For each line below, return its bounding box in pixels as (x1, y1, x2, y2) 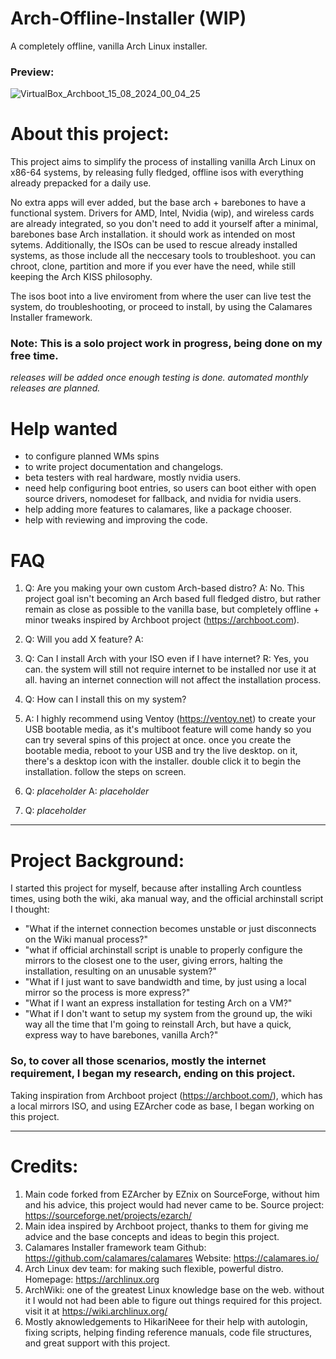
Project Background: (10, 849, 185, 872)
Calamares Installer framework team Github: (24, 1241, 207, 1253)
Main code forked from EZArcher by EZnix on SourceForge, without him (24, 1188, 320, 1200)
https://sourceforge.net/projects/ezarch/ (24, 1209, 192, 1221)
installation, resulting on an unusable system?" (24, 965, 217, 977)
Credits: (10, 1155, 79, 1177)
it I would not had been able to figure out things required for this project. (24, 1294, 323, 1306)
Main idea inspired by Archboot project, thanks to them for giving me (24, 1220, 309, 1232)
